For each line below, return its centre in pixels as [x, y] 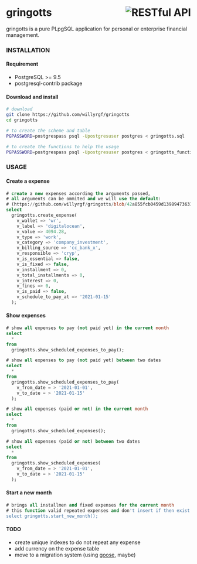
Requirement [22, 64]
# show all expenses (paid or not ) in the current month [77, 409]
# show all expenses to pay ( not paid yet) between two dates [84, 360]
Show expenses [26, 316]
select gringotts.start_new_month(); [52, 516]
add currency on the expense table [57, 548]
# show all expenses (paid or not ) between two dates [73, 441]
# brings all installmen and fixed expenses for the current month [90, 505]
